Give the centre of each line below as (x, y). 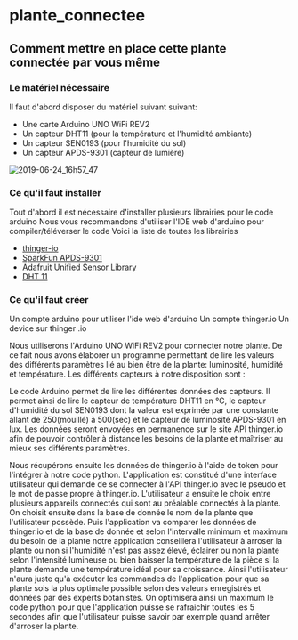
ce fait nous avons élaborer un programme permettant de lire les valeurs (142, 355)
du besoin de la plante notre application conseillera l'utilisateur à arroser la (146, 541)
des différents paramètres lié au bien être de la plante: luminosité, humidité (146, 365)
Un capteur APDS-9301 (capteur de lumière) (103, 152)
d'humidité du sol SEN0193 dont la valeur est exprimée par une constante (144, 410)
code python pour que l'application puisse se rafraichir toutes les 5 (132, 607)
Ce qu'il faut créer (49, 300)
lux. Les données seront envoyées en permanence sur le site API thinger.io (146, 429)
